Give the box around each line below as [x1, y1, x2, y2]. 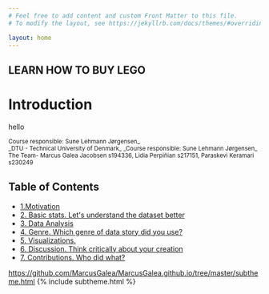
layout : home [8, 34, 52, 42]
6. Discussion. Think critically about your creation [19, 244, 183, 253]
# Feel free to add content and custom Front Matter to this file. [8, 11, 239, 20]
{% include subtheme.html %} [36, 276, 136, 286]
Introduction [8, 95, 93, 113]
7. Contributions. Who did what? [19, 252, 126, 262]
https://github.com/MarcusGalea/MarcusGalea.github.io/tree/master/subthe [8, 268, 259, 277]
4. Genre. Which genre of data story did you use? [19, 227, 183, 236]
